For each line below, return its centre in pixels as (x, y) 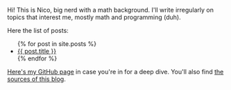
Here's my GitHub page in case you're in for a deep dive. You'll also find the (115, 72)
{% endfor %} (37, 58)
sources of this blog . (36, 79)
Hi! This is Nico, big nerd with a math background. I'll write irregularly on (110, 10)
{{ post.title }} (37, 51)
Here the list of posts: (38, 31)
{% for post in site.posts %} (57, 44)
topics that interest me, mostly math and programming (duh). (94, 17)
